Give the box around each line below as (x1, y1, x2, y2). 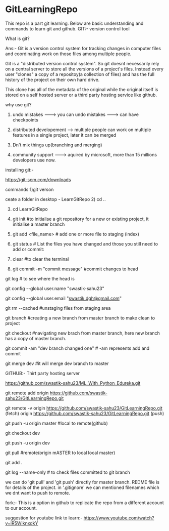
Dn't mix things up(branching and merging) (12, 142, 102, 148)
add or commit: (12, 246, 44, 252)
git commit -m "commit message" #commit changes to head (12, 266, 138, 272)
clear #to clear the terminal (12, 256, 69, 262)
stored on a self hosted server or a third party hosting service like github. (5, 92, 157, 98)
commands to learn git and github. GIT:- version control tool (5, 25, 130, 31)
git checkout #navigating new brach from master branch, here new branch (5, 330, 160, 336)
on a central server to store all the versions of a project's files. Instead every (5, 66, 164, 72)
